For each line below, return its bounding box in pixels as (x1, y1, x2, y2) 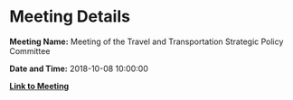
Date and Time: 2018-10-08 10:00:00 (9, 63, 149, 74)
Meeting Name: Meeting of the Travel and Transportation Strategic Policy (9, 36, 284, 47)
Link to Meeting (9, 80, 70, 91)
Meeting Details (9, 6, 131, 27)
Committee (9, 45, 51, 56)
